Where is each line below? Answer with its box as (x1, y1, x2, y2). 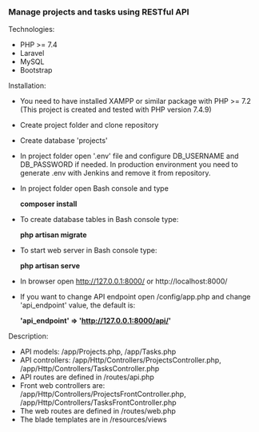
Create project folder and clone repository (19, 121, 159, 130)
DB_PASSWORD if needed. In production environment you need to (19, 160, 238, 169)
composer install (19, 199, 78, 209)
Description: (8, 331, 49, 341)
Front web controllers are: (19, 381, 106, 390)
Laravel (19, 49, 45, 58)
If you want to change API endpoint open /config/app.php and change (19, 292, 251, 302)
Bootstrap (19, 65, 53, 75)
